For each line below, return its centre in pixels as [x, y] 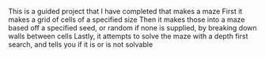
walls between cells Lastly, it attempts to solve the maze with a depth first [128, 36]
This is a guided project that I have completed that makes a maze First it [125, 11]
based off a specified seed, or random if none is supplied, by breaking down [132, 28]
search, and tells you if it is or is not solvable [81, 45]
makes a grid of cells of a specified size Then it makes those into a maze [127, 20]
